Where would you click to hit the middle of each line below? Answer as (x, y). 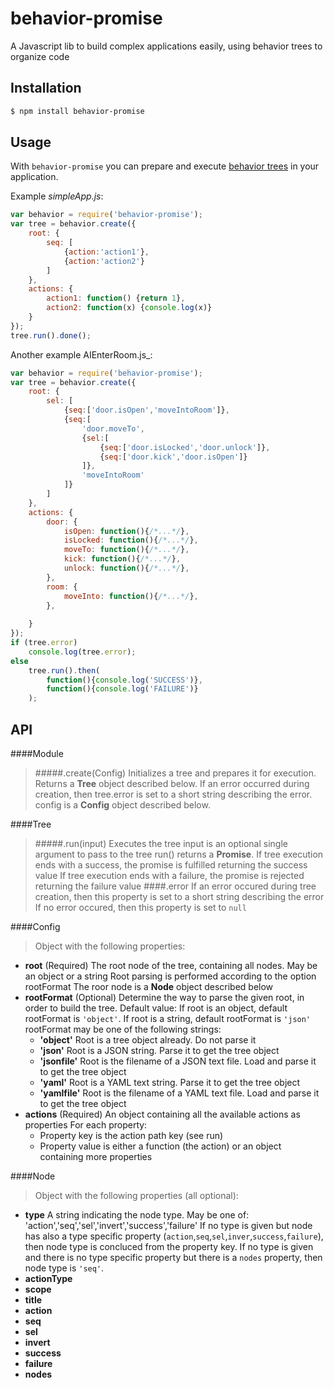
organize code (40, 56)
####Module (37, 753)
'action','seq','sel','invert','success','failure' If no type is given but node (168, 1225)
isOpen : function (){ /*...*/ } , (126, 531)
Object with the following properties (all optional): (136, 1195)
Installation (46, 88)
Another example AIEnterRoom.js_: (81, 354)
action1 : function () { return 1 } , (116, 298)
